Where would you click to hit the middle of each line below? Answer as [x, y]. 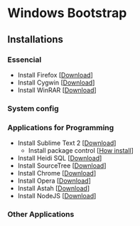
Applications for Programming [61, 127]
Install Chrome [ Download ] [57, 173]
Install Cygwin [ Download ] [56, 82]
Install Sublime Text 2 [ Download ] [67, 143]
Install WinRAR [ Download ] [57, 90]
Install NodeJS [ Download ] [57, 196]
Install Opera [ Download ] [54, 181]
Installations [36, 39]
